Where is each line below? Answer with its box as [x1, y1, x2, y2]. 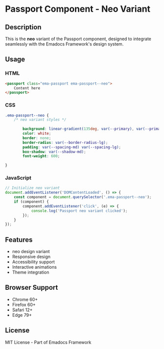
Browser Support [5, 283, 59, 292]
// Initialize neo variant [5, 186, 60, 190]
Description [5, 23, 41, 31]
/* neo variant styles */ [14, 117, 67, 122]
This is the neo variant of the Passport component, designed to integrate [5, 36, 151, 42]
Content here [14, 86, 41, 91]
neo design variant [12, 249, 50, 255]
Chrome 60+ [12, 296, 38, 302]
